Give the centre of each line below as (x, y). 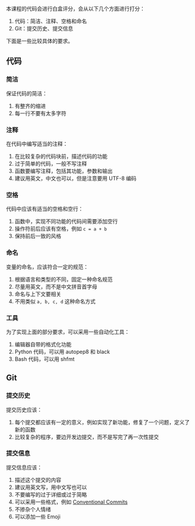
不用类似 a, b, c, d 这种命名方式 (55, 301)
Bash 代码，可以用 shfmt (45, 359)
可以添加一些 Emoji (37, 517)
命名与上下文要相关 (38, 294)
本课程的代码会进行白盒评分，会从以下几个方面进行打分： (75, 9)
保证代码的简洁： (27, 93)
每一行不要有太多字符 (40, 113)
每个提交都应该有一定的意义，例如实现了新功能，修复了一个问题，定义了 (102, 422)
